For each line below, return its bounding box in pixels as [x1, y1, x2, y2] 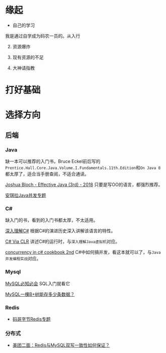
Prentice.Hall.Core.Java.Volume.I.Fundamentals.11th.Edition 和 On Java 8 [5, 164, 161, 170]
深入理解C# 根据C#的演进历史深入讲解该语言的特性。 [5, 228, 116, 234]
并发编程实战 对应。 [5, 255, 41, 261]
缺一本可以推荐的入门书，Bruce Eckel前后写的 [5, 158, 101, 164]
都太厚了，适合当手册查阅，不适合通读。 [5, 171, 89, 176]
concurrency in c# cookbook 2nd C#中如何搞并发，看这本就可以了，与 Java [5, 249, 161, 255]
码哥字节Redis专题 [12, 316, 51, 322]
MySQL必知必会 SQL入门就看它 [5, 280, 70, 287]
